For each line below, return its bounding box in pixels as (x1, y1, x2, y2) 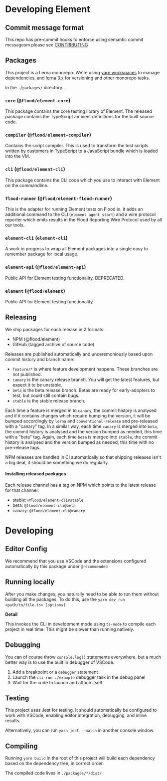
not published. (12, 371, 42, 377)
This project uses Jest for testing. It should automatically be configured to (5, 707, 157, 713)
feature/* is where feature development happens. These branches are (12, 366, 158, 372)
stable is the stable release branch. (12, 397, 86, 403)
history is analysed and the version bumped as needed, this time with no (5, 439, 154, 445)
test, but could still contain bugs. (12, 392, 80, 398)
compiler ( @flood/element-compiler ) (5, 131, 91, 138)
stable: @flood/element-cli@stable (12, 497, 84, 503)
